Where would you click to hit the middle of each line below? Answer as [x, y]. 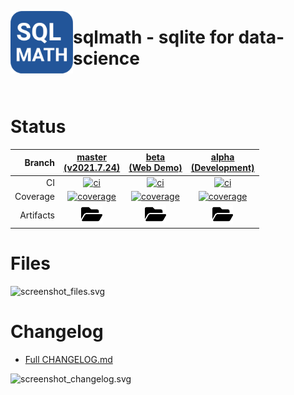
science [107, 58]
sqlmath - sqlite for [154, 37]
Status [38, 127]
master [91, 157]
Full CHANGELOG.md [68, 359]
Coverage [34, 196]
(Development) [222, 168]
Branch [39, 162]
